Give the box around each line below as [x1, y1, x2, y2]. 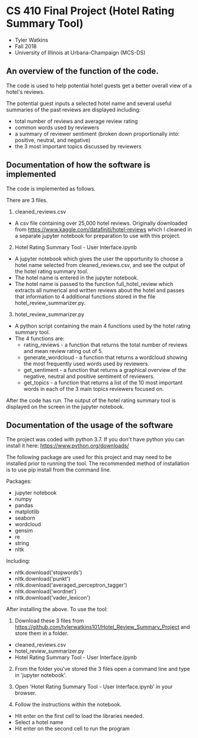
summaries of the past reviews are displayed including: [6, 106, 141, 113]
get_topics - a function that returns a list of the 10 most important [23, 378, 183, 386]
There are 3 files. [6, 196, 48, 203]
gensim [14, 527, 33, 535]
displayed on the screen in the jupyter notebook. [6, 403, 124, 410]
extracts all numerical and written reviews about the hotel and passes [14, 287, 185, 294]
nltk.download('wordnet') [14, 588, 77, 595]
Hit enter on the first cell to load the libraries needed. [14, 712, 144, 720]
